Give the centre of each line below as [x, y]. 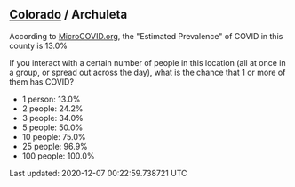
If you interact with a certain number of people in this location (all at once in [147, 62]
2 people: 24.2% [52, 108]
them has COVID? [41, 81]
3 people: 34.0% [53, 118]
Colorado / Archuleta [68, 15]
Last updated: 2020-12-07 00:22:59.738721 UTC [99, 173]
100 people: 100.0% [58, 156]
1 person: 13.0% [51, 99]
